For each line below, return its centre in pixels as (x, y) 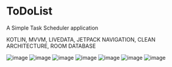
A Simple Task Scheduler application (52, 28)
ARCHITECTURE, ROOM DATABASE (51, 46)
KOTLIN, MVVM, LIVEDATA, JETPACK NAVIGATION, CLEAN (81, 39)
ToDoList (30, 11)
